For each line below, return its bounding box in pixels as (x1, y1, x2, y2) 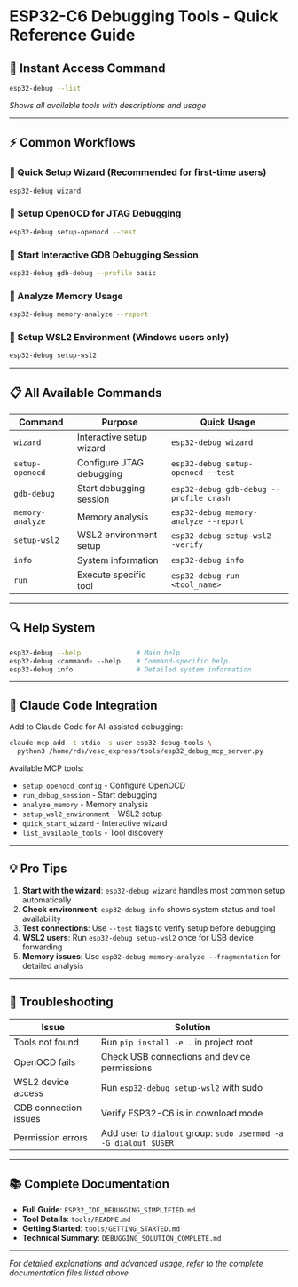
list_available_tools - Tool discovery (21, 827, 164, 838)
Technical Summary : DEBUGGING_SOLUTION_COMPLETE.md (21, 1233, 222, 1243)
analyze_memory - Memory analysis (21, 798, 149, 809)
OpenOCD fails (13, 1055, 76, 1068)
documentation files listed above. (9, 1267, 131, 1278)
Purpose (101, 416, 139, 428)
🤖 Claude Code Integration (9, 697, 158, 712)
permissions (100, 1061, 153, 1074)
